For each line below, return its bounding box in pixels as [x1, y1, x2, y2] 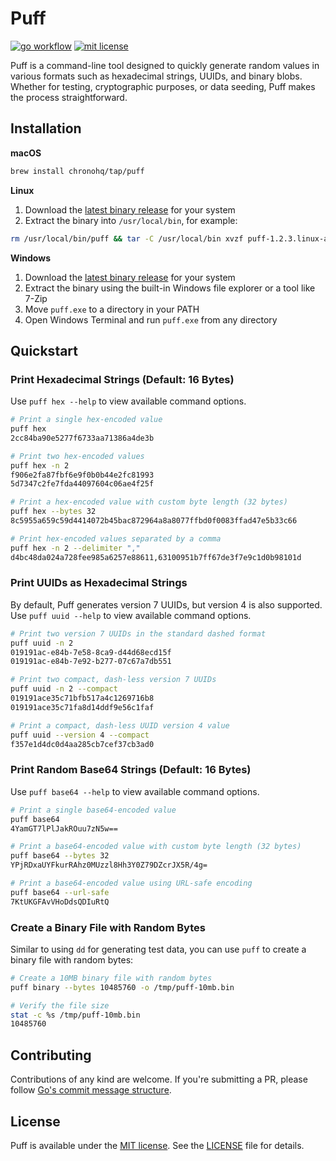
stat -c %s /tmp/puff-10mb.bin [10, 1010, 141, 1020]
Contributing [10, 1047, 92, 1064]
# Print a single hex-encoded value [10, 415, 163, 425]
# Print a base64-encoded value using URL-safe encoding [10, 878, 253, 889]
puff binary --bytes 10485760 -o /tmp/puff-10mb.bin [10, 982, 235, 992]
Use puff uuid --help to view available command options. [10, 609, 252, 621]
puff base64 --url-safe [10, 887, 110, 897]
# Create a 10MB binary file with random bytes [10, 973, 213, 983]
